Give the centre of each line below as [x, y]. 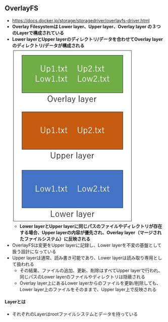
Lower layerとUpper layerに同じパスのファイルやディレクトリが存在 [91, 226]
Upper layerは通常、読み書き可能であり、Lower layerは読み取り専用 [82, 258]
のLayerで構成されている [38, 33]
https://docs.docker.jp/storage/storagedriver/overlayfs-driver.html [81, 20]
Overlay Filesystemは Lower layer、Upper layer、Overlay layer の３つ [86, 26]
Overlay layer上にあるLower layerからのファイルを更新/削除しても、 [90, 283]
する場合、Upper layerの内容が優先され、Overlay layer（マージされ [91, 233]
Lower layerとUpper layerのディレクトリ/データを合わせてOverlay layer [88, 39]
